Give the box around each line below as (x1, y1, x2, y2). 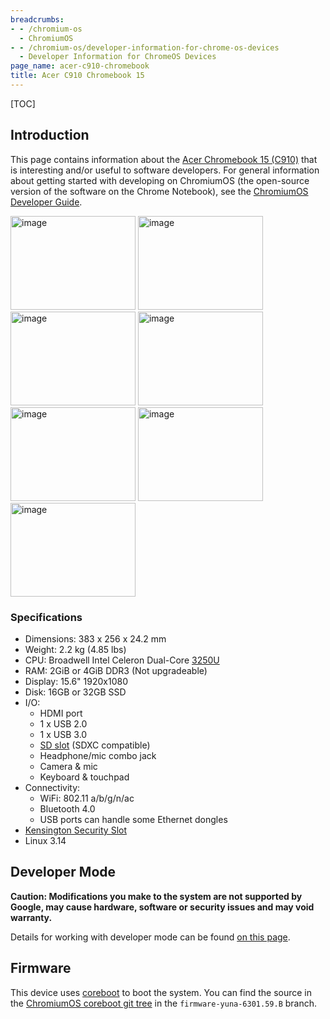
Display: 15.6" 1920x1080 (24, 675, 128, 687)
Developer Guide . (10, 196, 83, 208)
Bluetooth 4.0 (39, 802, 96, 815)
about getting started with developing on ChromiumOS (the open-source (10, 174, 310, 186)
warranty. (10, 911, 53, 923)
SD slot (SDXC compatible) (39, 739, 151, 751)
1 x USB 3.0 (39, 728, 88, 740)
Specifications (10, 610, 83, 624)
